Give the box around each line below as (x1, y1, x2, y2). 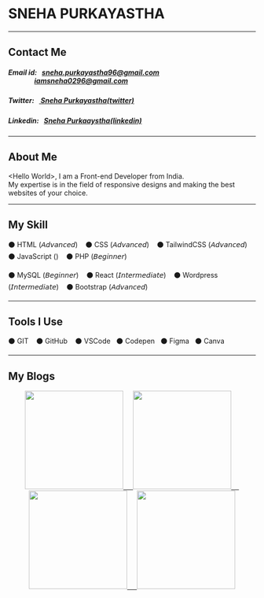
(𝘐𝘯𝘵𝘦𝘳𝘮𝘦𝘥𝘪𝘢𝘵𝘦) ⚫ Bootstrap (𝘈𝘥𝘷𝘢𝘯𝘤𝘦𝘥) (8, 282, 148, 291)
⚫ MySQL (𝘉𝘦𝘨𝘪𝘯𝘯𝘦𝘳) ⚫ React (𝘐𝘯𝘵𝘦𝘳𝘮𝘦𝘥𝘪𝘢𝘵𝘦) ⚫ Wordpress (8, 270, 218, 279)
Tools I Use (8, 316, 64, 329)
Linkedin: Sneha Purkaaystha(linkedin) (8, 116, 142, 125)
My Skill (8, 218, 49, 232)
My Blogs (8, 369, 55, 382)
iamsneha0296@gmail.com (34, 76, 128, 85)
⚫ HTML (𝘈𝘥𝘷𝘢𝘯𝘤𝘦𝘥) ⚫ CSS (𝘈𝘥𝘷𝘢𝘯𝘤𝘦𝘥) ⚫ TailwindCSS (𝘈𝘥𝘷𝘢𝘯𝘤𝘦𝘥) (8, 239, 247, 249)
